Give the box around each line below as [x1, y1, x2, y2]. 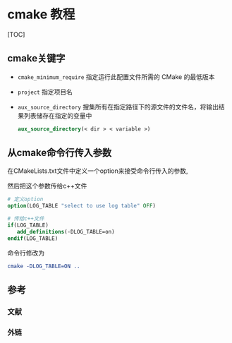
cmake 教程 [7, 6, 75, 23]
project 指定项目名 [17, 88, 73, 96]
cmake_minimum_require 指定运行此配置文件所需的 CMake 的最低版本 [17, 72, 215, 81]
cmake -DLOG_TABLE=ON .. [7, 263, 80, 270]
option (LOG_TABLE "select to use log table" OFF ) [7, 203, 157, 210]
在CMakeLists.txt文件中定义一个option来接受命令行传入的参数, [7, 167, 188, 175]
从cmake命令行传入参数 [7, 147, 111, 159]
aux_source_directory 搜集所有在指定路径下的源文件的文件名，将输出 [17, 102, 219, 111]
